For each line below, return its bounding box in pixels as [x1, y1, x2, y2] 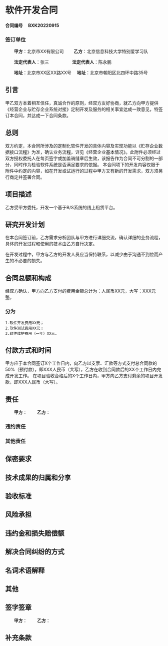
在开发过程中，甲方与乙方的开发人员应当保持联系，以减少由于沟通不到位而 [5, 251, 158, 258]
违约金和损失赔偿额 [5, 529, 64, 537]
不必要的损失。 [13, 258, 45, 264]
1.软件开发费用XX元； [5, 321, 44, 326]
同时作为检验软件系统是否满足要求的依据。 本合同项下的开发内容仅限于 [13, 161, 160, 168]
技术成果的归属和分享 [5, 473, 71, 482]
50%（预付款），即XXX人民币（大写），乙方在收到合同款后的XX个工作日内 [5, 366, 157, 373]
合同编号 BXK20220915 [5, 22, 59, 28]
